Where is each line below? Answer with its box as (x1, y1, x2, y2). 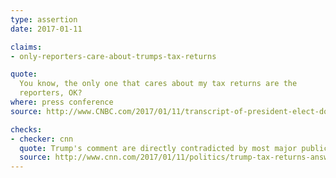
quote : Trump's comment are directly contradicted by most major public (19, 143, 329, 153)
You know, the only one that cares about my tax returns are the (19, 79, 298, 89)
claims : (10, 42, 43, 52)
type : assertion (10, 14, 78, 25)
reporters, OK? (19, 88, 83, 98)
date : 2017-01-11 (10, 24, 83, 34)
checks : (10, 124, 43, 135)
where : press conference (10, 97, 114, 107)
